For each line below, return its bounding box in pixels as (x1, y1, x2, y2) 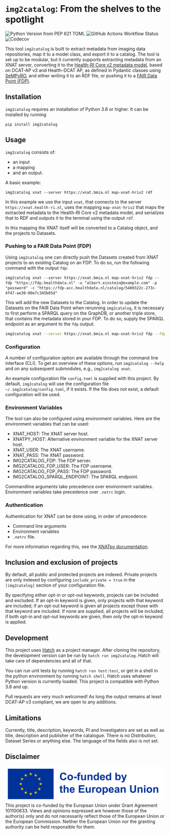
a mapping (12, 164, 35, 170)
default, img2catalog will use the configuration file (5, 381, 109, 387)
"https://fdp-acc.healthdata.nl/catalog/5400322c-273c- (37, 285, 157, 290)
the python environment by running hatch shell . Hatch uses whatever (5, 673, 152, 679)
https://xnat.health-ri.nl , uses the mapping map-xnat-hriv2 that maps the (5, 204, 164, 210)
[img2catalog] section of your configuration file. (5, 582, 106, 589)
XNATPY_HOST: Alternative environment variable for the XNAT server (12, 436, 158, 442)
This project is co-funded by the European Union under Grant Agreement (5, 803, 158, 809)
